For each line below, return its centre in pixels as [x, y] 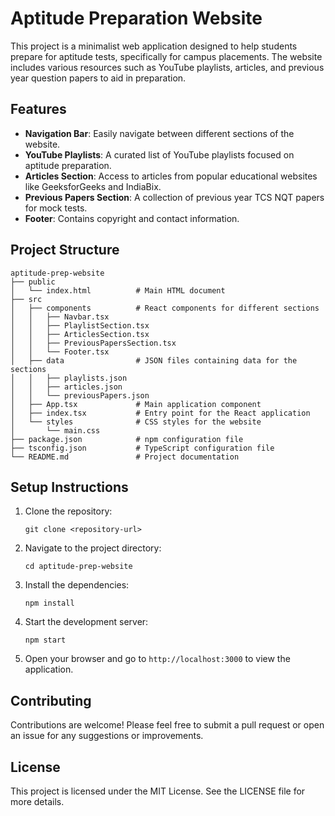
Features [38, 109]
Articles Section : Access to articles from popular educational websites [171, 176]
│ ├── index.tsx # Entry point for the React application [160, 413]
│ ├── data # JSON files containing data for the [154, 360]
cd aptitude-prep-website [78, 567]
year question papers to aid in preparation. [98, 78]
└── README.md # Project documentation [125, 457]
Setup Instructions [69, 487]
